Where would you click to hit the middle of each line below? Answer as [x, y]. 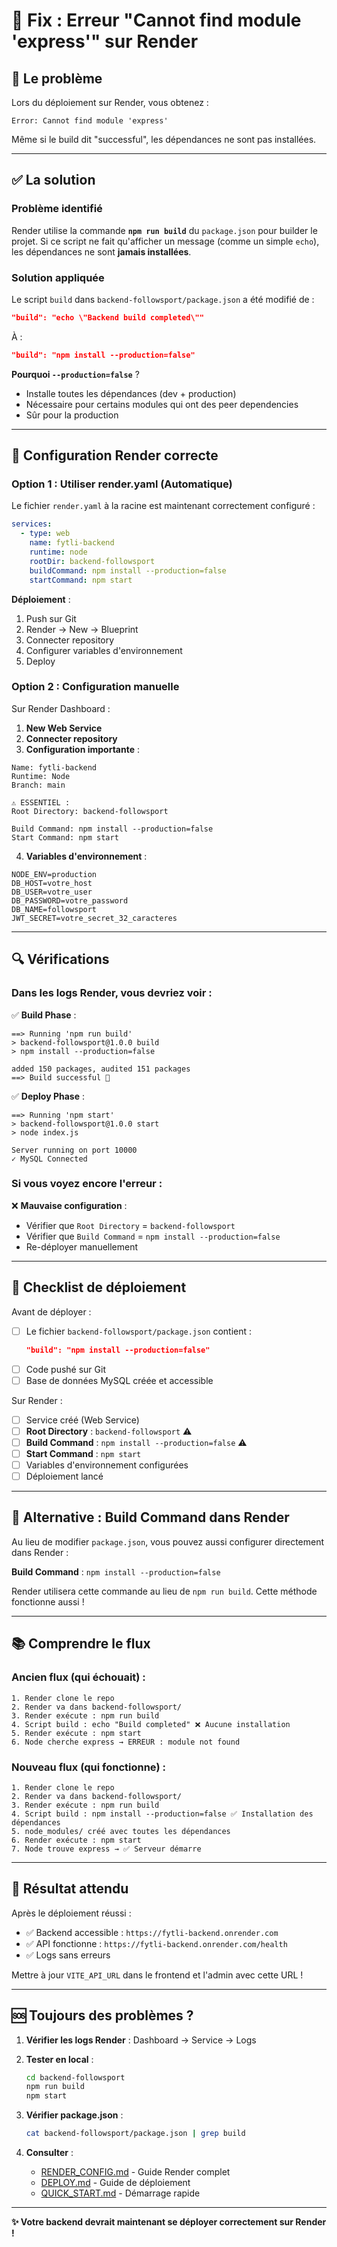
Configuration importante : [82, 749]
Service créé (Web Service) [82, 1420]
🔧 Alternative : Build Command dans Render [150, 1517]
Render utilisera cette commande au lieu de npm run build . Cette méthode [164, 1591]
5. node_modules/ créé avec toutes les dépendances [121, 1831]
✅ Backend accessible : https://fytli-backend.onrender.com [152, 1932]
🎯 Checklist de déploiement [99, 1287]
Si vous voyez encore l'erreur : [87, 1184]
